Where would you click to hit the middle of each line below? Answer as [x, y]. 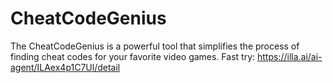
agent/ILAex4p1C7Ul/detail [65, 67]
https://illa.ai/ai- [289, 56]
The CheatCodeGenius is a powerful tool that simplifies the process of [155, 46]
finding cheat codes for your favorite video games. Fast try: [133, 56]
